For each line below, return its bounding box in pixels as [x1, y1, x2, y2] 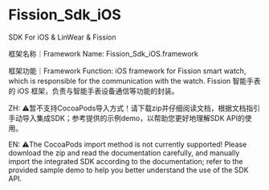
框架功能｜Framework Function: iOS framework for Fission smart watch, [8, 66, 247, 76]
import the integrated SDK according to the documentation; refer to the [8, 156, 243, 166]
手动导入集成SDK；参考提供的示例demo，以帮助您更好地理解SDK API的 [8, 113, 245, 122]
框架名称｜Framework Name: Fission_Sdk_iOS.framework [8, 48, 199, 58]
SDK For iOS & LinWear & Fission [8, 32, 116, 42]
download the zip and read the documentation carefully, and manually [8, 147, 240, 158]
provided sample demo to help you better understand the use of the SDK [8, 165, 249, 175]
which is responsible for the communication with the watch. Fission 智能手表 [8, 76, 261, 85]
